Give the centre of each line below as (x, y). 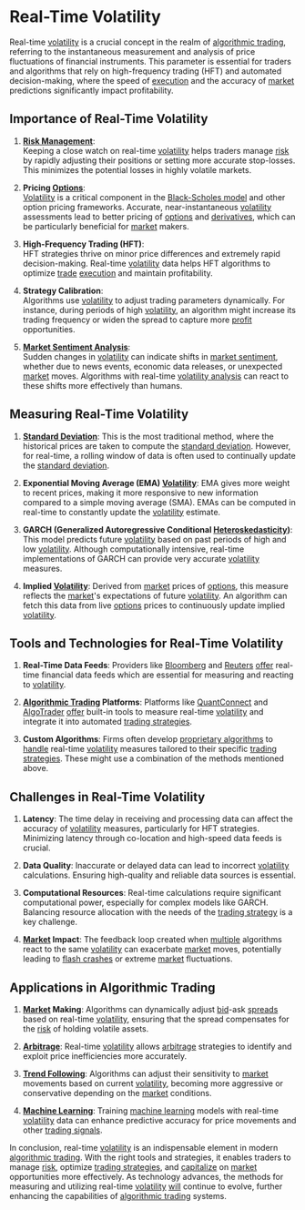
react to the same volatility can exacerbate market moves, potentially (152, 950)
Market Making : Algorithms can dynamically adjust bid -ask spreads (150, 1009)
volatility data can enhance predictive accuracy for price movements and (159, 1120)
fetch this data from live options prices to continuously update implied (153, 605)
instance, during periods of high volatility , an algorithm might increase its (159, 310)
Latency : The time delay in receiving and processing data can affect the (158, 819)
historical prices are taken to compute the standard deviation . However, (157, 446)
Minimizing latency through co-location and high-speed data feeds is (152, 839)
